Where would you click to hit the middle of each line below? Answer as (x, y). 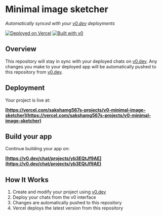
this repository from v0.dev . (34, 72)
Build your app (29, 136)
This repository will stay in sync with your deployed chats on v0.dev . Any (81, 61)
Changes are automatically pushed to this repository (67, 203)
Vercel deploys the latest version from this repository (68, 208)
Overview (21, 49)
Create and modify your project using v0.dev (59, 192)
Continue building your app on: (37, 149)
